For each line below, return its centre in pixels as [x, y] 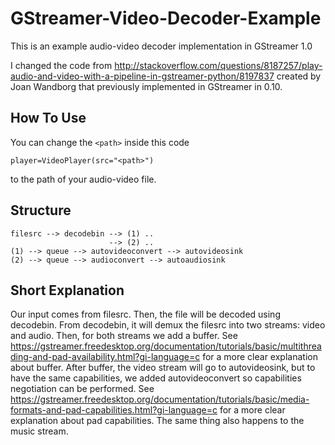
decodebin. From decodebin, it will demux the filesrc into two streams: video [168, 325]
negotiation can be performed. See [82, 389]
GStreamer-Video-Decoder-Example [166, 18]
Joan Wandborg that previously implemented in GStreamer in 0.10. [146, 86]
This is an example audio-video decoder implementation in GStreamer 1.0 [161, 46]
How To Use [48, 118]
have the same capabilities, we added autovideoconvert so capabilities [156, 378]
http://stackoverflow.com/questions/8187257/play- [218, 65]
